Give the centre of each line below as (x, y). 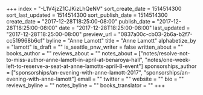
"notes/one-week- (168, 60)
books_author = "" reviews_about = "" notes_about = (72, 53)
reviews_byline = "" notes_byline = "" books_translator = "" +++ (85, 85)
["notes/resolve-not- (164, 53)
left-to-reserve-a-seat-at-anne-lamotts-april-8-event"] (75, 66)
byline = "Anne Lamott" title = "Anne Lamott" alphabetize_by (121, 41)
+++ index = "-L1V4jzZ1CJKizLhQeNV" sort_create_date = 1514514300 (94, 9)
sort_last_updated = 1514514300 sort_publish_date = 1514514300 (87, 15)
